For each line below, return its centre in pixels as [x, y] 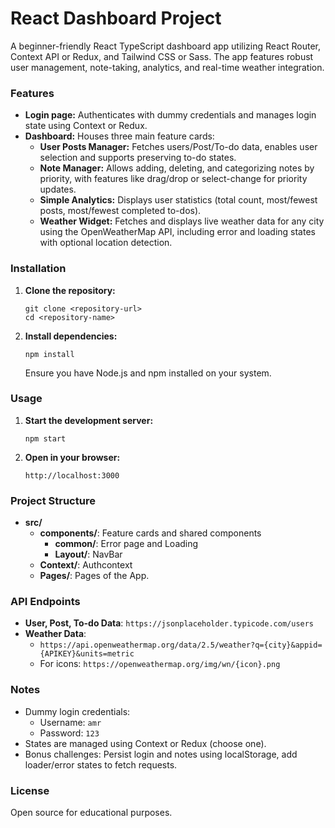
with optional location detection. [106, 243]
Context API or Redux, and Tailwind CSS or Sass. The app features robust [162, 56]
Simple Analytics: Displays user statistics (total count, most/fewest [178, 200]
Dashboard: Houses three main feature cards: [119, 136]
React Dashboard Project [116, 18]
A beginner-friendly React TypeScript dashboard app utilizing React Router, [166, 46]
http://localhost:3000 [72, 475]
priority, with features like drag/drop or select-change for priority [173, 179]
